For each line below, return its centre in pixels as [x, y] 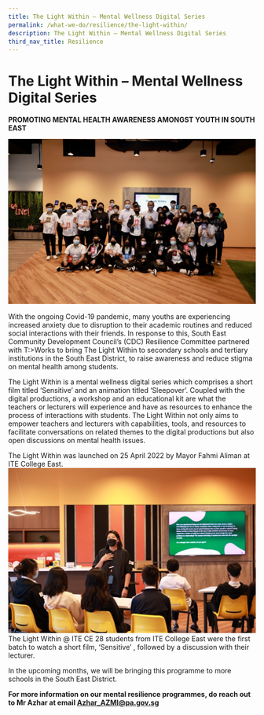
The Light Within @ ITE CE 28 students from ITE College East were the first [129, 638]
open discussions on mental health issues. [77, 440]
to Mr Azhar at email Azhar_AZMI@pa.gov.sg [84, 702]
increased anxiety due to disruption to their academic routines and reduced [130, 324]
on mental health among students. [64, 366]
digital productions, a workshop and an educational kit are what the [117, 398]
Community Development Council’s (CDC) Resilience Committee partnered [129, 341]
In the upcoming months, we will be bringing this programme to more [120, 670]
